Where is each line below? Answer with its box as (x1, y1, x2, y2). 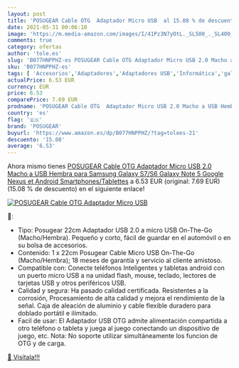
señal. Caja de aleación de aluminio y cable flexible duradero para (17, 301, 211, 310)
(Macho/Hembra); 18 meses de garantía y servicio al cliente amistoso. (17, 256, 223, 265)
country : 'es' (7, 109, 50, 117)
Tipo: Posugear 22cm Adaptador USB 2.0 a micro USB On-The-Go (17, 226, 213, 234)
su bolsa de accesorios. (17, 241, 88, 249)
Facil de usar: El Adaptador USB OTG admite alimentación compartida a (17, 317, 228, 325)
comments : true (7, 37, 53, 44)
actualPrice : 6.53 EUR (7, 76, 75, 84)
